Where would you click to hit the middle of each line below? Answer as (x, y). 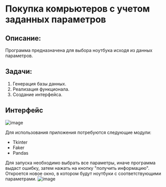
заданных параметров (56, 19)
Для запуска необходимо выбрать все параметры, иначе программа (80, 163)
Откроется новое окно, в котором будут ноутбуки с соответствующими (83, 173)
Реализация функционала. (41, 89)
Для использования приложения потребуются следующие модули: (78, 132)
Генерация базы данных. (39, 83)
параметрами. (21, 179)
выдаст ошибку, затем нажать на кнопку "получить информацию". (77, 168)
